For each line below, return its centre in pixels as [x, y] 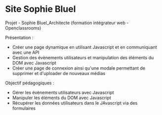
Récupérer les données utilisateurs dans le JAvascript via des [75, 103]
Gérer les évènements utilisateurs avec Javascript [63, 92]
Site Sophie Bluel [40, 9]
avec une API [26, 52]
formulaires [24, 108]
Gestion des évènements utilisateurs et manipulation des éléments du [83, 57]
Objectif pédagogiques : [30, 83]
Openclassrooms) [23, 28]
